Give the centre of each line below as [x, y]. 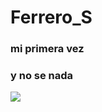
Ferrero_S [51, 17]
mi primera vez [47, 49]
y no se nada [42, 76]
